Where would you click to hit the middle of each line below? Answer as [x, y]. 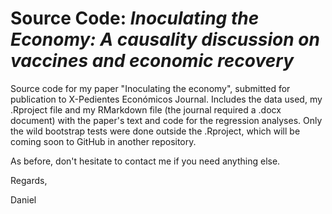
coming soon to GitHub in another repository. [103, 141]
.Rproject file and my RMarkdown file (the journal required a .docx [146, 109]
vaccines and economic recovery [152, 61]
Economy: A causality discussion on [165, 39]
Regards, [29, 180]
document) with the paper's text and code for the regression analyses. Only [166, 120]
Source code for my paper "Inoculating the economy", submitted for [150, 88]
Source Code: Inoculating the [135, 18]
